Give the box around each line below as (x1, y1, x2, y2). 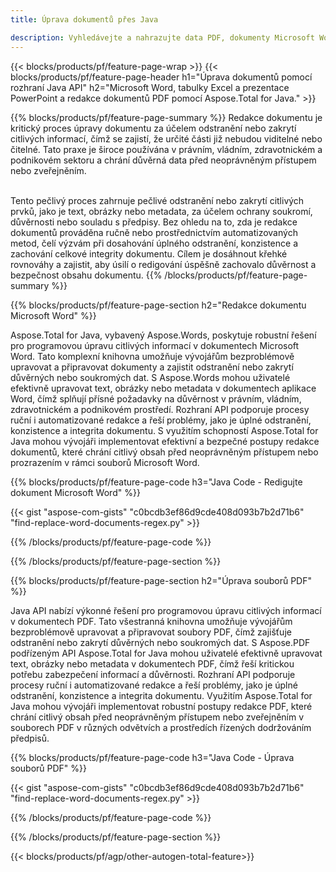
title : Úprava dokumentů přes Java (10, 14, 159, 25)
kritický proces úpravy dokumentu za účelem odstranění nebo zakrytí (10, 122, 297, 134)
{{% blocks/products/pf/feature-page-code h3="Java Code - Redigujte (10, 476, 303, 488)
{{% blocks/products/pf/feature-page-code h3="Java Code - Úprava (10, 751, 295, 763)
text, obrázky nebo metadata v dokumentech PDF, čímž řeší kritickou (10, 657, 295, 670)
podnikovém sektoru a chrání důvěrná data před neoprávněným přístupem (10, 154, 317, 166)
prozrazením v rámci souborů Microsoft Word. (10, 456, 200, 468)
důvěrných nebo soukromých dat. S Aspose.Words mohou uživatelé (10, 371, 291, 383)
